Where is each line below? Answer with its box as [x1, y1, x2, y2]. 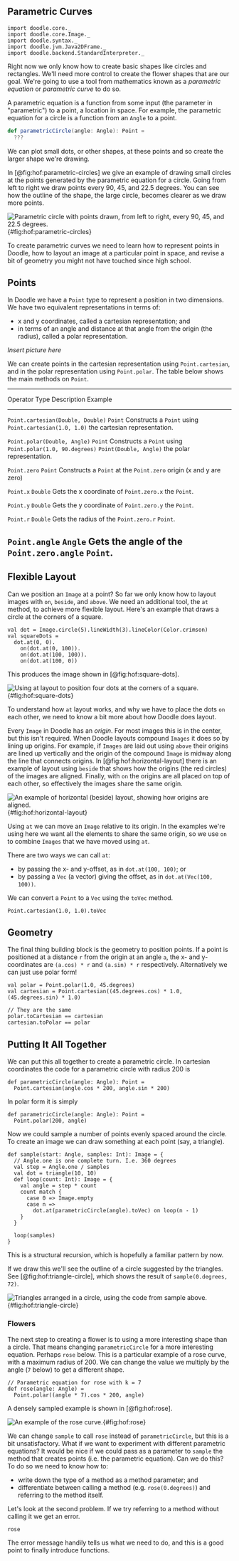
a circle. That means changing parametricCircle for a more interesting [7, 1343, 213, 1351]
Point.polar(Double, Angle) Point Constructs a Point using [7, 437, 183, 445]
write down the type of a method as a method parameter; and [17, 1476, 198, 1484]
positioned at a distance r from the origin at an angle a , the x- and [7, 953, 201, 961]
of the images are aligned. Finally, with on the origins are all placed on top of [7, 771, 230, 780]
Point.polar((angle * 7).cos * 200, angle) [14, 1391, 144, 1399]
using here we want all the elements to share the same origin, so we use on [7, 829, 228, 838]
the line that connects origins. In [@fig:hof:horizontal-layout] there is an [7, 756, 217, 765]
